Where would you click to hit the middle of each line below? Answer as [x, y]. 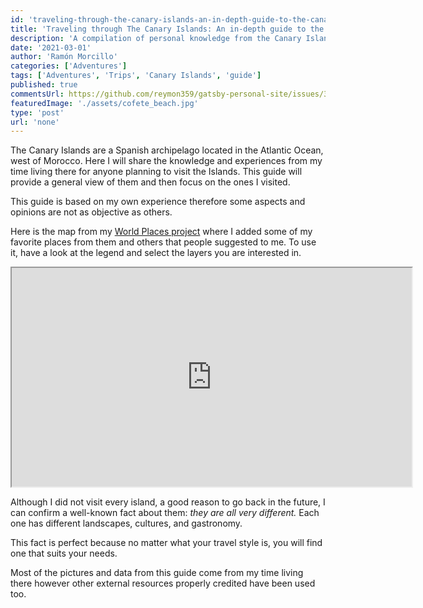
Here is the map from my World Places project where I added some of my [161, 232]
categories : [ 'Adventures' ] [69, 66]
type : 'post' [37, 112]
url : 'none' [35, 122]
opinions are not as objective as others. [91, 212]
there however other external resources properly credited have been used [163, 583]
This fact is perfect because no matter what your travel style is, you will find [166, 543]
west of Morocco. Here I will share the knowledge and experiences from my [166, 161]
